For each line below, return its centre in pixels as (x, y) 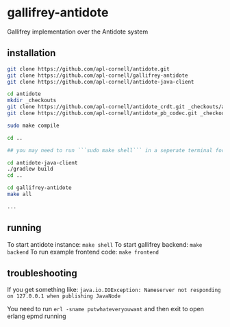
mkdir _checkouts (32, 101)
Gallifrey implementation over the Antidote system (78, 32)
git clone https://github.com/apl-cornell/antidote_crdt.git (96, 107)
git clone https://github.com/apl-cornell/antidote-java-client (101, 82)
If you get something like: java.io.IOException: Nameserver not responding (114, 290)
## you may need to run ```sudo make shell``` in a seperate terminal (110, 150)
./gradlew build (30, 169)
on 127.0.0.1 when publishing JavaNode (64, 296)
